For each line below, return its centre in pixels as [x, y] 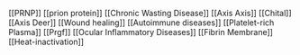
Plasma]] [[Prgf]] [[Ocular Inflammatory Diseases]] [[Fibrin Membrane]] [141, 32]
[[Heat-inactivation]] [46, 41]
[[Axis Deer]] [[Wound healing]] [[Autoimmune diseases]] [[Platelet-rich [141, 23]
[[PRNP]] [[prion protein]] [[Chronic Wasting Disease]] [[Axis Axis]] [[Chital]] [150, 13]
